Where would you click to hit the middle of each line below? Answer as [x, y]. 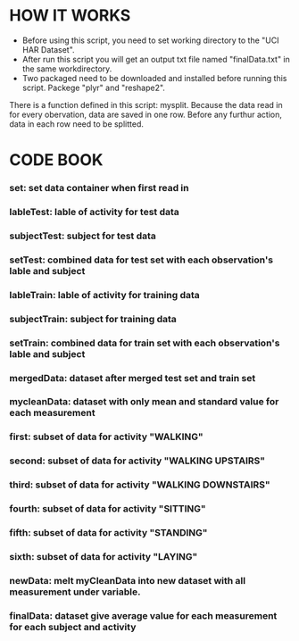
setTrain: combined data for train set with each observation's [145, 343]
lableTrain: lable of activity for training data [105, 295]
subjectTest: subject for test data [83, 236]
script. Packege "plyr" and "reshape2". [93, 87]
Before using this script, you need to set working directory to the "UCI [150, 40]
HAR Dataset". [48, 49]
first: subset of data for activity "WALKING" [106, 437]
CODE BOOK [56, 160]
